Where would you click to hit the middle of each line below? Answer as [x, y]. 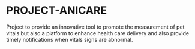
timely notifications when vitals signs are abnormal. [70, 39]
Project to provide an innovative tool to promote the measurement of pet [95, 27]
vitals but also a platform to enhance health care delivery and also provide [98, 33]
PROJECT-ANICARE [56, 10]
